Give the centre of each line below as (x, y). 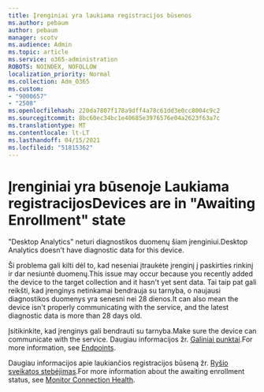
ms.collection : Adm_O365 (49, 81)
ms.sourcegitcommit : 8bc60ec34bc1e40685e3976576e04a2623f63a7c (114, 118)
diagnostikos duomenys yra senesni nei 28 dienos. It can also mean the (123, 299)
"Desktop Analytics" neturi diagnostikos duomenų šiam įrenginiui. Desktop (128, 242)
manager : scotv (33, 37)
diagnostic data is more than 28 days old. (75, 315)
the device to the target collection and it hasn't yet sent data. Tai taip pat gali (132, 282)
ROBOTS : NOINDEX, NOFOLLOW (52, 67)
